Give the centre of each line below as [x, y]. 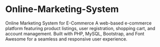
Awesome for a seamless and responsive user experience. [67, 39]
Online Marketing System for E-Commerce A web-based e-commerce [78, 23]
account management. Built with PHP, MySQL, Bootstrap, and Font [75, 33]
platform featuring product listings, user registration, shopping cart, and [81, 28]
